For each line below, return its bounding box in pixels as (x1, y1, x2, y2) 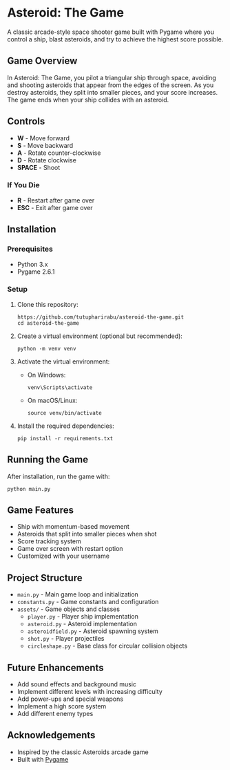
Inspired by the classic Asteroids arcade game (17, 748, 149, 756)
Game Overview (7, 55, 78, 67)
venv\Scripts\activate (27, 384, 93, 391)
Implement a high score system (17, 702, 107, 711)
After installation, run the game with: (7, 472, 110, 480)
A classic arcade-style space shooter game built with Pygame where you (7, 28, 215, 36)
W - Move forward (17, 133, 70, 142)
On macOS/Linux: (27, 396, 78, 404)
